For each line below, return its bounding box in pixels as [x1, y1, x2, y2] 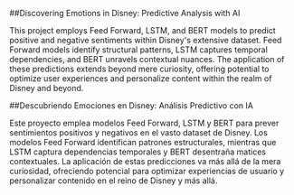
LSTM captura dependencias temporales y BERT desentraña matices [9, 146, 267, 157]
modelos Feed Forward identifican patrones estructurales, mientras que [9, 137, 277, 147]
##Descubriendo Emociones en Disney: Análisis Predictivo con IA [9, 100, 253, 111]
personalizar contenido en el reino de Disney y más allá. [9, 175, 218, 186]
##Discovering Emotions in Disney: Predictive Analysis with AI [9, 8, 241, 18]
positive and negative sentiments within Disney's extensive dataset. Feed [9, 35, 282, 45]
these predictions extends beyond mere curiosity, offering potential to [9, 63, 270, 74]
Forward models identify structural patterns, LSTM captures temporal [9, 44, 269, 55]
